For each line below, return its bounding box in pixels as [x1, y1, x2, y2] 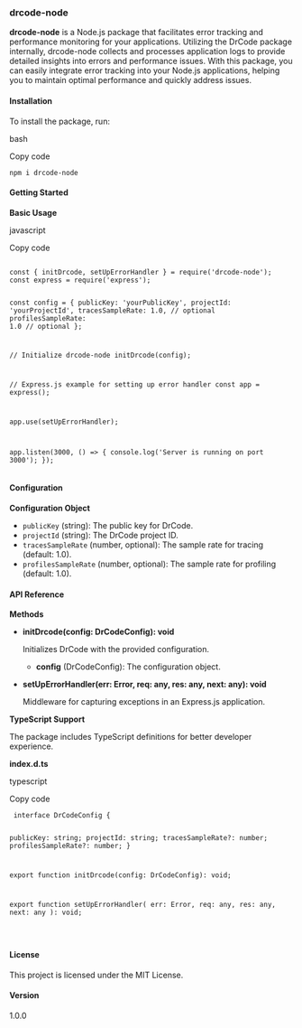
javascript [9, 224, 47, 236]
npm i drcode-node [9, 168, 78, 177]
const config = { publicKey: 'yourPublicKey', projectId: [9, 298, 232, 307]
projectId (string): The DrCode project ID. [22, 530, 178, 541]
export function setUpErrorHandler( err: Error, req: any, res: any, [9, 900, 277, 909]
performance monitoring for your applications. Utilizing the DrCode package [9, 36, 293, 47]
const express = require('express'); [9, 276, 151, 285]
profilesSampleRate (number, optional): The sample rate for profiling [22, 558, 277, 570]
